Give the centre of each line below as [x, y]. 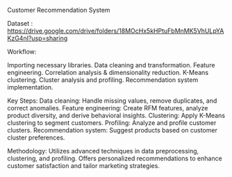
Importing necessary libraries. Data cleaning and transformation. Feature [111, 65]
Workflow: [22, 52]
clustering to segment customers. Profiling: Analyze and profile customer [112, 123]
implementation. [30, 87]
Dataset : [20, 23]
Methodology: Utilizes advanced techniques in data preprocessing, [103, 151]
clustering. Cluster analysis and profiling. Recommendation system [103, 80]
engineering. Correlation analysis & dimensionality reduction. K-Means [108, 73]
